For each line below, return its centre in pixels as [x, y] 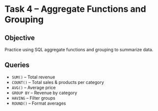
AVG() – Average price [34, 87]
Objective [20, 38]
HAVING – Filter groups [33, 98]
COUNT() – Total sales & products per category [58, 82]
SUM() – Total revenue [33, 77]
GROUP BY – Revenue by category [44, 93]
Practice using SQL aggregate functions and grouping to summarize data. [79, 50]
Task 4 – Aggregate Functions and [75, 9]
